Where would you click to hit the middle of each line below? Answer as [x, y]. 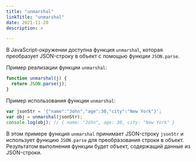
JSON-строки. [24, 152]
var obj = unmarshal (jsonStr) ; [44, 117]
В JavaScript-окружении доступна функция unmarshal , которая [84, 50]
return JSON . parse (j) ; [39, 84]
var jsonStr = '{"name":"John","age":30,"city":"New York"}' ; [84, 111]
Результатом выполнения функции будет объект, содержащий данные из [98, 146]
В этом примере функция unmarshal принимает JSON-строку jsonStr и [95, 134]
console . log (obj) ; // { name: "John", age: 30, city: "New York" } [91, 122]
